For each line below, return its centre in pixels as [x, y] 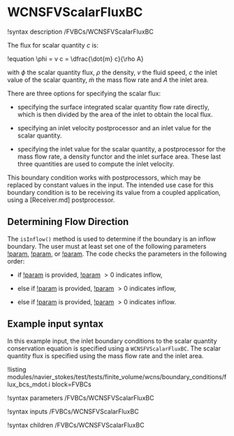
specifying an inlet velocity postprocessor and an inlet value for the [114, 128]
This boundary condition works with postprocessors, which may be [104, 177]
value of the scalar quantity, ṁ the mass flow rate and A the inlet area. [108, 80]
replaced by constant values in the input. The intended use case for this [111, 185]
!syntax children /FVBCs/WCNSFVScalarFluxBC [76, 425]
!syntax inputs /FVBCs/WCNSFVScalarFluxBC [73, 411]
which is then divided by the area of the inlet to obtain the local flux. [115, 114]
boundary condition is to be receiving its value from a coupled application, [114, 192]
